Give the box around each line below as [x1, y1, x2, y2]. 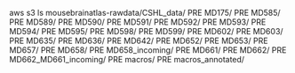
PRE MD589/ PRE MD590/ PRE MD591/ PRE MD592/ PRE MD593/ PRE [9, 17, 267, 27]
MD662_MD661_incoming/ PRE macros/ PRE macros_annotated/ [9, 55, 245, 64]
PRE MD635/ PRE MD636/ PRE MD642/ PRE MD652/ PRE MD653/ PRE [9, 35, 268, 46]
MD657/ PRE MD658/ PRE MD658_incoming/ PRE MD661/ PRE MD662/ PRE [9, 45, 287, 55]
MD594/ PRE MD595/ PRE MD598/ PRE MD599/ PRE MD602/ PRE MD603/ [9, 26, 283, 36]
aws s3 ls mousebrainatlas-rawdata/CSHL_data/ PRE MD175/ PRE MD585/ [9, 8, 282, 18]
